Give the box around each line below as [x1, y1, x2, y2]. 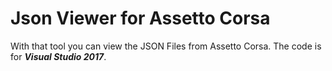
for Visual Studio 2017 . [10, 50, 107, 62]
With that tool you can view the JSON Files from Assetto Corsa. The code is [10, 40, 322, 52]
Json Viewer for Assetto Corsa [10, 7, 271, 30]
